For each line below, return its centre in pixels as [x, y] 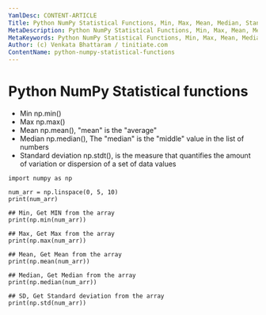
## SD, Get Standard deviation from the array [86, 296]
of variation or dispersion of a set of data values [98, 164]
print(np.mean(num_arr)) [49, 261]
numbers [34, 146]
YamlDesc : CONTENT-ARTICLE [53, 15]
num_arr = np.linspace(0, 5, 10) [63, 192]
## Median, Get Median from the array [72, 275]
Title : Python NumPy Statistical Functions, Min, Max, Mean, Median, [125, 23]
